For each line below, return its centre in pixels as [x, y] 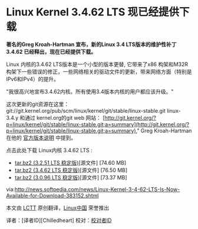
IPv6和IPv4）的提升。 [32, 79]
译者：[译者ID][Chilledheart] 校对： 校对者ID [59, 220]
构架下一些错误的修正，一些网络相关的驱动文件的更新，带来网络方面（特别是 [99, 71]
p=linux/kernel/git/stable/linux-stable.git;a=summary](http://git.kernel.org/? [98, 124]
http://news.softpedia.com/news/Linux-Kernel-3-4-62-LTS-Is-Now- [97, 189]
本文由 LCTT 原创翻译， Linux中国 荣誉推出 [58, 208]
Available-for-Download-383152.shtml [52, 195]
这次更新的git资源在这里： [38, 104]
